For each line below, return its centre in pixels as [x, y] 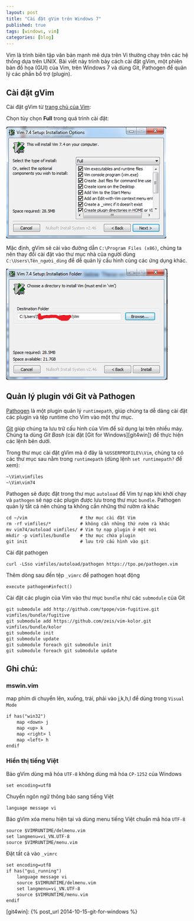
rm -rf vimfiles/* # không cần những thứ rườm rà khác [88, 524]
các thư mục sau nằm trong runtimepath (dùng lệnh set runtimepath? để [94, 458]
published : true [26, 25]
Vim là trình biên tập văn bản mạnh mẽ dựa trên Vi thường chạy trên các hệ [97, 55]
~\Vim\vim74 [21, 483]
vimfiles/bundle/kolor [34, 627]
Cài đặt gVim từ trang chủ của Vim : [49, 107]
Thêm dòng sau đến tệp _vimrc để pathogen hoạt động [73, 575]
